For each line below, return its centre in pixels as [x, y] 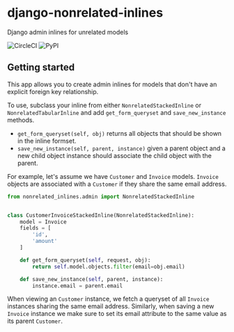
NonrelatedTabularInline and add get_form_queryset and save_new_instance [117, 112]
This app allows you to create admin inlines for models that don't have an [112, 84]
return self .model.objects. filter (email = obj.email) [109, 267]
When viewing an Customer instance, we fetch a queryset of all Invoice [108, 299]
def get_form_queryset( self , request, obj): [85, 260]
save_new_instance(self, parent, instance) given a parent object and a [122, 148]
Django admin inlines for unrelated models [68, 32]
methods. [21, 120]
